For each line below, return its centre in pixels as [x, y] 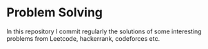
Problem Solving [55, 13]
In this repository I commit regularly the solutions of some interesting [104, 31]
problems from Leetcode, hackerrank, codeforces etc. [83, 38]
